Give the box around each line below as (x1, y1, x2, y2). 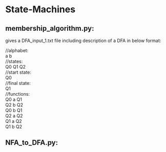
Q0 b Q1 (5, 107, 23, 113)
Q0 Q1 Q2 (5, 64, 26, 70)
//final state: (5, 80, 31, 86)
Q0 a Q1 (5, 96, 22, 102)
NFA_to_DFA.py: (5, 138, 58, 147)
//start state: (5, 69, 32, 75)
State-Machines (5, 4, 76, 15)
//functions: (5, 91, 30, 97)
